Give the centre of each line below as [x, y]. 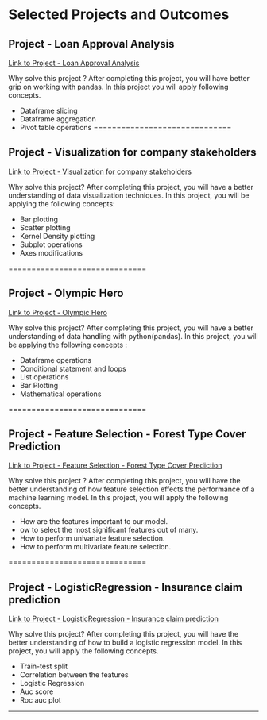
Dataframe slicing [48, 110]
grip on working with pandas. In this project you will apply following [118, 87]
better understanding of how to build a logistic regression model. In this [125, 643]
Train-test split [44, 666]
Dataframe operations [56, 360]
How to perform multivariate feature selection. [95, 547]
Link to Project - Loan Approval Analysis [74, 63]
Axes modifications [51, 252]
